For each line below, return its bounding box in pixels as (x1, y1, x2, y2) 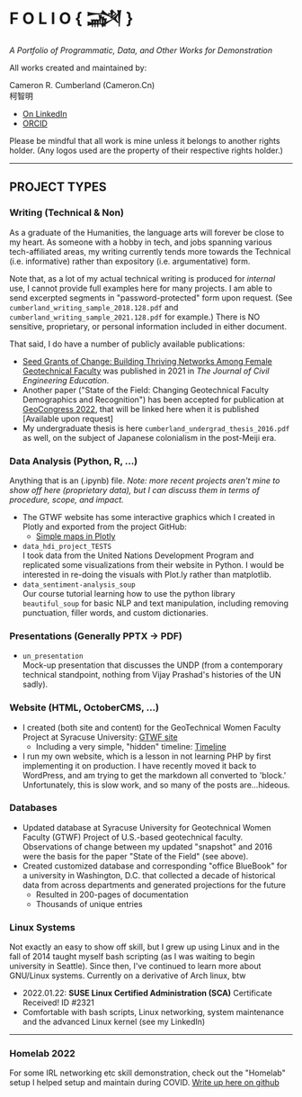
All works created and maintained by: (9, 62, 147, 73)
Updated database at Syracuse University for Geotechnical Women (22, 822, 271, 832)
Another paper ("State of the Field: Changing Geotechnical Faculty (22, 384, 270, 395)
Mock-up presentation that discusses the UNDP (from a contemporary (22, 660, 283, 670)
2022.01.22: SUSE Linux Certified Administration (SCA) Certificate (22, 988, 272, 999)
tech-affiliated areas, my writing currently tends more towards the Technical (9, 246, 291, 256)
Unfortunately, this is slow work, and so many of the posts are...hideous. (22, 779, 290, 790)
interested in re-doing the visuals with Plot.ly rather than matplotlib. (22, 569, 272, 580)
